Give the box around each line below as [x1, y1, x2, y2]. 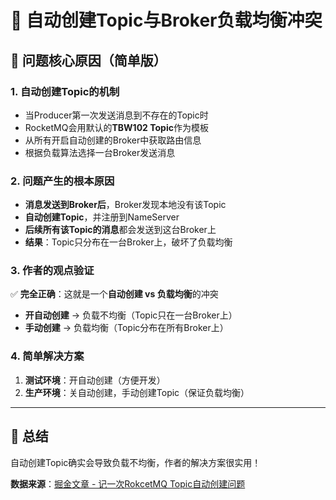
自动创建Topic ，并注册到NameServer [24, 211, 180, 223]
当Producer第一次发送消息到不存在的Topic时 [24, 109, 209, 121]
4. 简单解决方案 [10, 349, 85, 363]
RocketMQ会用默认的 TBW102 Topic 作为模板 [24, 121, 209, 133]
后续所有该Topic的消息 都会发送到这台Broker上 [24, 224, 217, 236]
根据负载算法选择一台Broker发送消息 [24, 146, 176, 158]
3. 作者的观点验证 [10, 264, 95, 278]
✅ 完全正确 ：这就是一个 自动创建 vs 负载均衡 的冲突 [10, 288, 219, 300]
